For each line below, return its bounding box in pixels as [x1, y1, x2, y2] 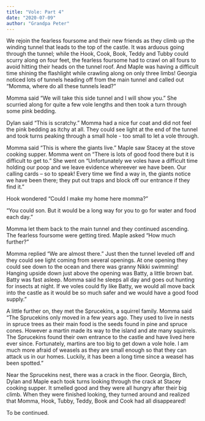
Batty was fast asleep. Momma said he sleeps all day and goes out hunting [6, 276, 195, 283]
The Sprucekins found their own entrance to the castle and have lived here [6, 333, 195, 341]
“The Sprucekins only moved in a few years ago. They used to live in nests [6, 314, 195, 321]
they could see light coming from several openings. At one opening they [6, 256, 188, 264]
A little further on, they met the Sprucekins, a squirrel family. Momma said [6, 307, 192, 315]
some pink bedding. [6, 108, 57, 115]
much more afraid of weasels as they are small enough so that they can [6, 346, 187, 354]
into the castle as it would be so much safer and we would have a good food [6, 289, 199, 297]
